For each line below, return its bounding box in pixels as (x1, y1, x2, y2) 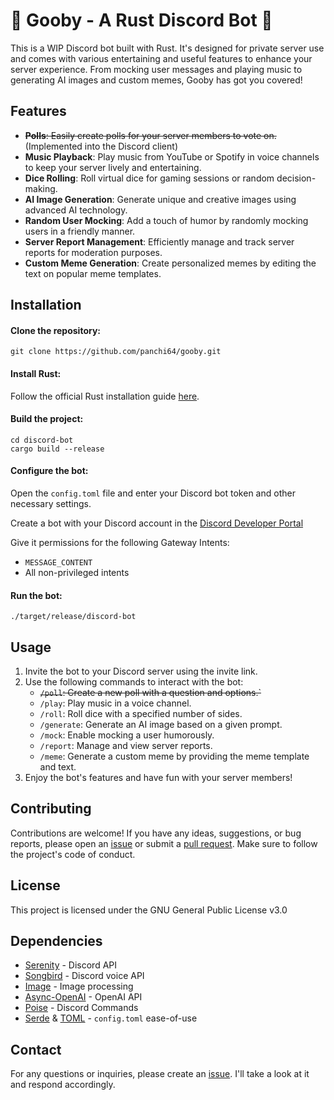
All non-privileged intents (24, 566, 130, 578)
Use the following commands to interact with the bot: (24, 675, 244, 688)
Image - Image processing (24, 980, 134, 993)
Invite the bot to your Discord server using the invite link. (24, 665, 258, 677)
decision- (276, 172, 317, 184)
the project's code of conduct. (10, 848, 136, 860)
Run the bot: (10, 589, 63, 601)
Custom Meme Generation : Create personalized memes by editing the (24, 257, 317, 269)
